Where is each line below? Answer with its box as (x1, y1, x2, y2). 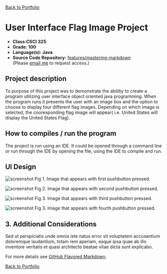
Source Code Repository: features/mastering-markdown (12, 54, 131, 60)
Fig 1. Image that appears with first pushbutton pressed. (34, 176, 150, 182)
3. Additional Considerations (5, 220, 97, 228)
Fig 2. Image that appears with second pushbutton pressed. (34, 186, 158, 192)
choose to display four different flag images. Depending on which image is (5, 104, 159, 110)
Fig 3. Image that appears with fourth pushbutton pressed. (34, 205, 156, 211)
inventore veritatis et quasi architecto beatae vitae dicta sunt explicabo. (5, 244, 153, 250)
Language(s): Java (12, 49, 53, 55)
